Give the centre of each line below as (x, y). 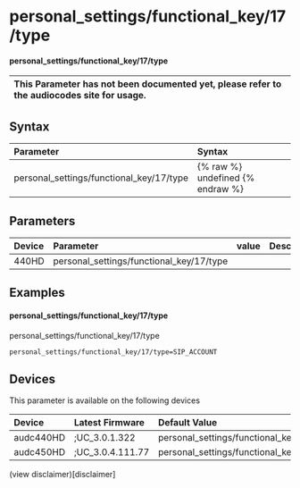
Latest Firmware (109, 423)
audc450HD (39, 452)
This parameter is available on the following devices (105, 400)
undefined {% (226, 178)
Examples (37, 293)
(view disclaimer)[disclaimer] (62, 475)
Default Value (187, 423)
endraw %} (220, 189)
